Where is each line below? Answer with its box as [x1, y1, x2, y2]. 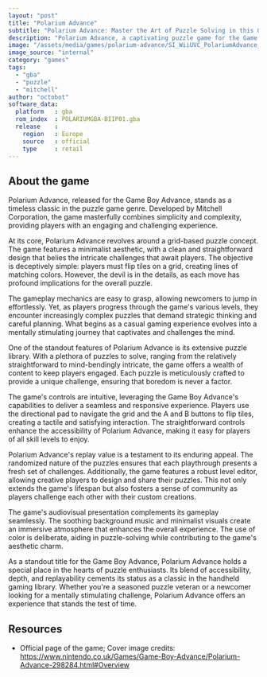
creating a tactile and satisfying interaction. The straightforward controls [8, 418, 246, 427]
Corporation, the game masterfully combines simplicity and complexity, [8, 212, 242, 222]
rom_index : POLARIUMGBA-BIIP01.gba [15, 115, 141, 123]
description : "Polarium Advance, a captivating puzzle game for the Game [8, 33, 258, 42]
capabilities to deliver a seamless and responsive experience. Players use [8, 401, 250, 410]
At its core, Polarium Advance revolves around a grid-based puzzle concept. [8, 236, 259, 246]
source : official [22, 137, 91, 146]
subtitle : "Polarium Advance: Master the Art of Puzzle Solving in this [8, 26, 254, 34]
